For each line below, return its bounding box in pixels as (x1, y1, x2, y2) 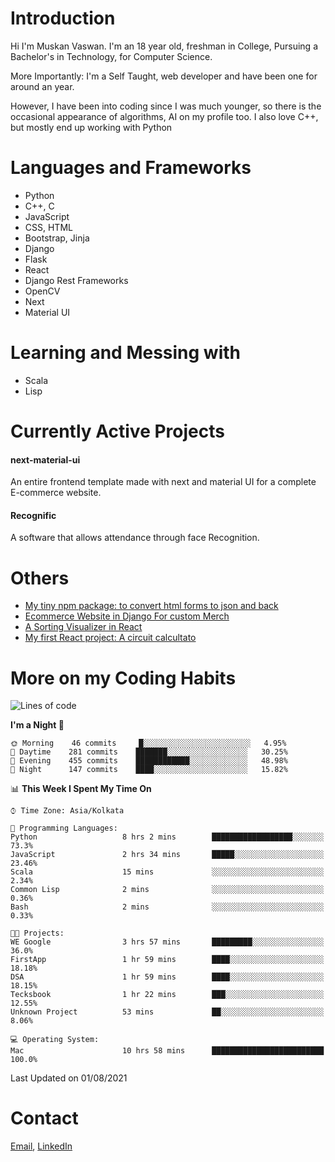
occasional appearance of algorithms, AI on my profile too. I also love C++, (10, 110, 319, 122)
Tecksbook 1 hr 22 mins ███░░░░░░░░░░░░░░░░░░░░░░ (10, 990, 325, 1000)
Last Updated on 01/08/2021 (10, 1072, 128, 1084)
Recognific (10, 509, 57, 521)
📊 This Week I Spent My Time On (10, 783, 152, 795)
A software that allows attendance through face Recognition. (10, 532, 260, 544)
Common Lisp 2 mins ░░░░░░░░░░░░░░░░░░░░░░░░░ (10, 885, 325, 895)
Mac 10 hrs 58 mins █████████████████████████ (10, 1046, 325, 1056)
